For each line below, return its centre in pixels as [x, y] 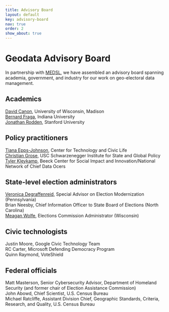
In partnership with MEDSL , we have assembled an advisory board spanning [84, 72]
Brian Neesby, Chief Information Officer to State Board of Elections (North [82, 205]
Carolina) [15, 210]
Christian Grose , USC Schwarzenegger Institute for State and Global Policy [83, 155]
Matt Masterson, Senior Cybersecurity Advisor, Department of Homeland [81, 283]
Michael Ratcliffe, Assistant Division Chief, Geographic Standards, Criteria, [82, 299]
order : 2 [14, 29]
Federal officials [31, 270]
